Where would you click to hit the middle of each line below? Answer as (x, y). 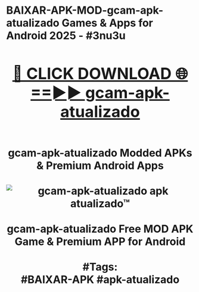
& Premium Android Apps (100, 165)
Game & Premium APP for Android (100, 241)
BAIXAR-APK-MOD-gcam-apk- (85, 10)
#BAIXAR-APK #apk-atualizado (100, 279)
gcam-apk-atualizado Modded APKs (100, 153)
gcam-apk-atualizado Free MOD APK (100, 229)
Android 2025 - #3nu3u (66, 36)
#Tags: (100, 267)
